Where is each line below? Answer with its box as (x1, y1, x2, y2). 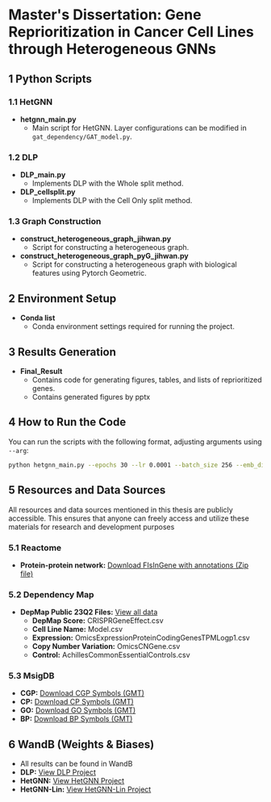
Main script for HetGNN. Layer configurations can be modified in (31, 123, 248, 132)
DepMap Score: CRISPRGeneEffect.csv (31, 616, 164, 625)
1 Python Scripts (8, 72, 93, 85)
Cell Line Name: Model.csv (31, 625, 123, 634)
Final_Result (19, 367, 63, 376)
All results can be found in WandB (19, 759, 133, 769)
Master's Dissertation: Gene (8, 6, 202, 24)
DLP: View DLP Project (19, 767, 97, 777)
